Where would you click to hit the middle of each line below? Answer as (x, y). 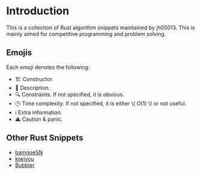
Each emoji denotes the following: (48, 67)
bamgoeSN (29, 152)
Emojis (19, 53)
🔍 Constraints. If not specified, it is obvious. (70, 94)
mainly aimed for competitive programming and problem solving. (86, 33)
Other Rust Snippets (45, 138)
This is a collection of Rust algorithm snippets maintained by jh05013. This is (100, 28)
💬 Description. (32, 87)
